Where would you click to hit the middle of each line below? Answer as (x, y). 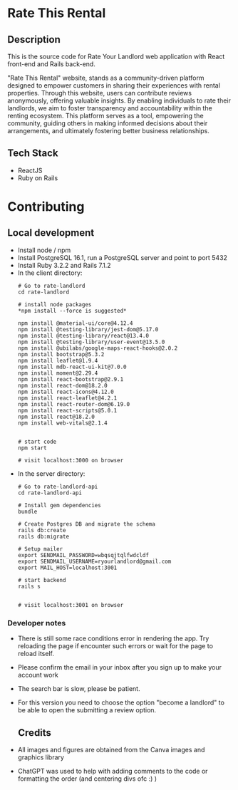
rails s (29, 586)
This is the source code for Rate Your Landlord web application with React (116, 56)
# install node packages (55, 304)
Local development (51, 233)
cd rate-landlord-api (50, 493)
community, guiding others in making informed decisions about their (108, 123)
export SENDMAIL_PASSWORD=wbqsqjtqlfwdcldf (83, 555)
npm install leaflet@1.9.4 (58, 360)
